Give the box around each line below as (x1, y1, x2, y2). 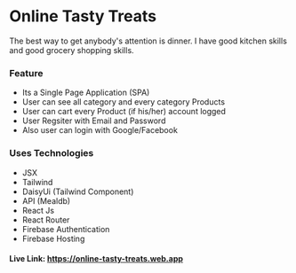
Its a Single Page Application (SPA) (21, 87, 150, 98)
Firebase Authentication (21, 223, 110, 234)
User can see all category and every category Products (21, 97, 225, 107)
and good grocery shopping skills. (9, 44, 135, 55)
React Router (21, 214, 70, 225)
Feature (9, 66, 44, 79)
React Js (21, 205, 55, 215)
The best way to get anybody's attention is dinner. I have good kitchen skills (9, 35, 287, 46)
